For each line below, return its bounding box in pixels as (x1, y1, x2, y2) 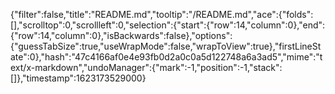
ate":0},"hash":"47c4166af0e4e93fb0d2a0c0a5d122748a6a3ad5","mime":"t (10, 51, 323, 63)
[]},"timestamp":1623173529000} (10, 72, 147, 84)
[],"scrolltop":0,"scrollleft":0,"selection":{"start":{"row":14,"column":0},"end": (10, 19, 326, 31)
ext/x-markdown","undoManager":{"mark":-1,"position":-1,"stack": (10, 62, 283, 73)
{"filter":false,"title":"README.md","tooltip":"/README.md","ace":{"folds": (10, 9, 314, 20)
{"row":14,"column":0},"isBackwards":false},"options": (10, 30, 233, 41)
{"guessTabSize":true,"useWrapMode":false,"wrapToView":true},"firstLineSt (10, 40, 322, 52)
